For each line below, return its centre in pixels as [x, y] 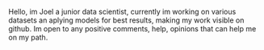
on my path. [28, 37]
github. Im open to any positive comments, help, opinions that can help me [132, 29]
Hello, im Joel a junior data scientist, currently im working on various [122, 12]
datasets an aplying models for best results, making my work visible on [126, 20]
